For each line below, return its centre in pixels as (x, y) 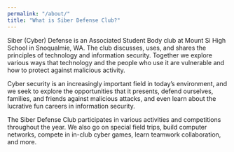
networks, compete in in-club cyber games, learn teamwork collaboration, (114, 134)
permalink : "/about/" (39, 14)
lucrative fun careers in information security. (71, 106)
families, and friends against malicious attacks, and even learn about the (112, 98)
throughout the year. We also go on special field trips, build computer (107, 127)
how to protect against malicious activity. (67, 70)
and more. (22, 141)
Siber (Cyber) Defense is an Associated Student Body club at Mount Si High (117, 40)
